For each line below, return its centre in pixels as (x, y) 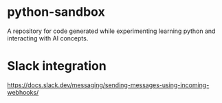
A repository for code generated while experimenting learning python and (111, 31)
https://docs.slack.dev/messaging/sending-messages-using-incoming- (108, 85)
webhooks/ (23, 92)
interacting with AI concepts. (48, 38)
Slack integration (57, 66)
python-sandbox (56, 12)
